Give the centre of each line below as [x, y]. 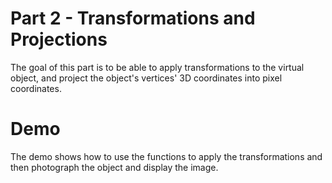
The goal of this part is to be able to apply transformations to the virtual [157, 67]
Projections [59, 39]
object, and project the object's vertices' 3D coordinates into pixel [146, 78]
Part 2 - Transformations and [133, 18]
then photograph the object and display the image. [114, 167]
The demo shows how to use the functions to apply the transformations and [166, 156]
